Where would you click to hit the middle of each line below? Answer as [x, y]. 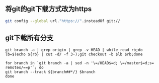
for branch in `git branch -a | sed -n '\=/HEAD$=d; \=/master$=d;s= [80, 63]
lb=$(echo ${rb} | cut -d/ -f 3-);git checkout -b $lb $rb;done [74, 54]
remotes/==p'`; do [24, 67]
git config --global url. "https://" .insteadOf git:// [63, 21]
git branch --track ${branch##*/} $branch [50, 72]
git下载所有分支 [29, 38]
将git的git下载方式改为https [49, 9]
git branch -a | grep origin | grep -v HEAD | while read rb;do [74, 50]
